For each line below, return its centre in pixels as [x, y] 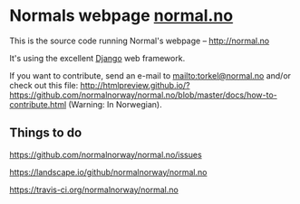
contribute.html [38, 104]
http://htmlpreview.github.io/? [135, 85]
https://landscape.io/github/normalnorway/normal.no [108, 172]
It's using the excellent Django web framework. [97, 58]
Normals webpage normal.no [121, 16]
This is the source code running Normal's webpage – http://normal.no [140, 41]
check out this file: [44, 85]
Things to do [46, 133]
